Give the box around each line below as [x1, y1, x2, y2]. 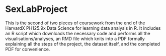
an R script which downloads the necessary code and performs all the [5, 30, 151, 36]
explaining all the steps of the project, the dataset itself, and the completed [5, 41, 160, 47]
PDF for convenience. [5, 46, 50, 52]
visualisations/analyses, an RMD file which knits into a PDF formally [5, 36, 145, 42]
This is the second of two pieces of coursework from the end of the [5, 20, 145, 26]
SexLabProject [5, 3, 68, 15]
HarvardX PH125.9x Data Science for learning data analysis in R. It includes [5, 25, 161, 31]
